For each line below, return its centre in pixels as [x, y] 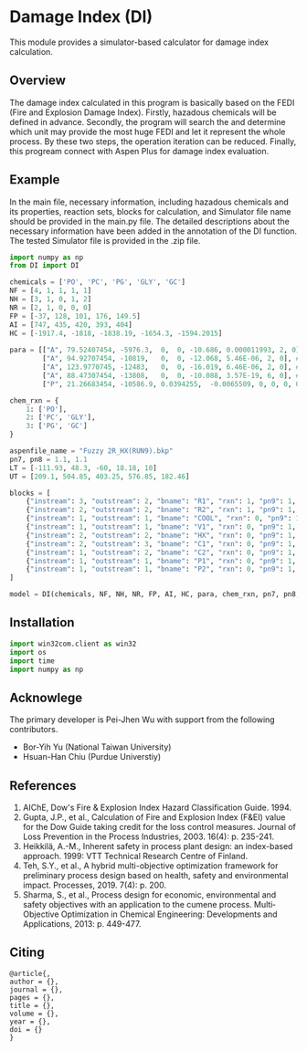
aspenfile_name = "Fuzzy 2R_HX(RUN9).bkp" [91, 451]
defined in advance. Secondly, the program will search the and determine [148, 121]
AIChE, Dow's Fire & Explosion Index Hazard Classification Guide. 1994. [157, 807]
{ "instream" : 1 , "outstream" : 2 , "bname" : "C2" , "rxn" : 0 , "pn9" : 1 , [161, 552]
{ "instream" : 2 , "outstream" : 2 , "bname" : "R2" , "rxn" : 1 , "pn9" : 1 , [161, 510]
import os [28, 652]
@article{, [30, 973]
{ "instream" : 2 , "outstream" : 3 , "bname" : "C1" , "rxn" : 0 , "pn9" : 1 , [161, 544]
